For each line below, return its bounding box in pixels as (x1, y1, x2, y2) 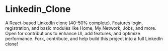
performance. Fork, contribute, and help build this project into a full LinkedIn (5, 36, 163, 42)
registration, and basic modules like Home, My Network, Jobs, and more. (5, 25, 157, 31)
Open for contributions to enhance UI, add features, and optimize (5, 30, 140, 36)
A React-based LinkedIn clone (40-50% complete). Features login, (5, 20, 143, 26)
